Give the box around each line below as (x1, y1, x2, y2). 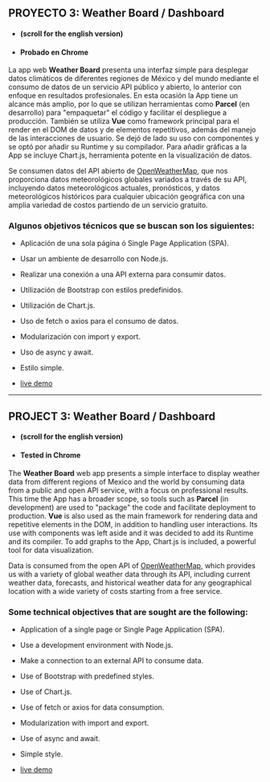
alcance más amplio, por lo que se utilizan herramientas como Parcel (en (8, 100, 251, 109)
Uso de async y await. (19, 347, 94, 357)
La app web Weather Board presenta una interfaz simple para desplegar (8, 65, 249, 75)
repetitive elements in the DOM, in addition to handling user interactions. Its (8, 519, 258, 529)
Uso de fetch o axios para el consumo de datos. (19, 317, 179, 326)
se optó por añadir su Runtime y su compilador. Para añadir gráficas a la (8, 142, 247, 152)
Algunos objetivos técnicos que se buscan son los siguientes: (8, 220, 255, 231)
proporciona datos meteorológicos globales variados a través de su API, (8, 174, 247, 184)
